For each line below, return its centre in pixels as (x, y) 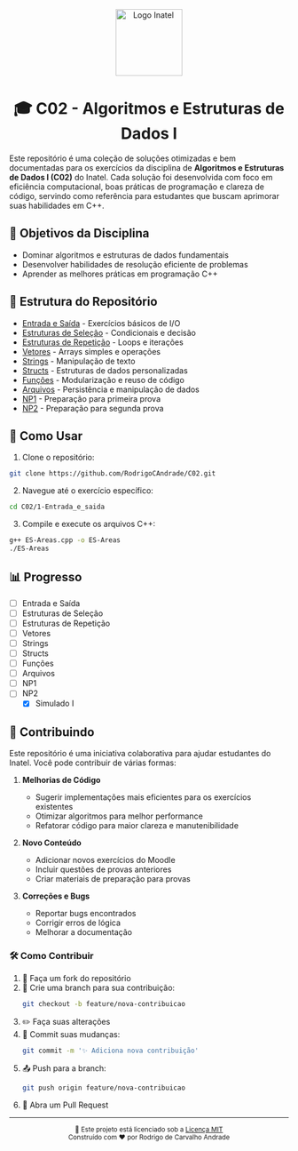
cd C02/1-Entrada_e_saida (57, 507)
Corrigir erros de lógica (78, 923)
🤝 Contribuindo (52, 732)
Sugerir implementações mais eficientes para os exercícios (143, 797)
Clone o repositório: (58, 458)
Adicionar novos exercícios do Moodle (105, 860)
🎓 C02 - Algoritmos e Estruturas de (149, 109)
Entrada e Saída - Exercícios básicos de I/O (101, 323)
